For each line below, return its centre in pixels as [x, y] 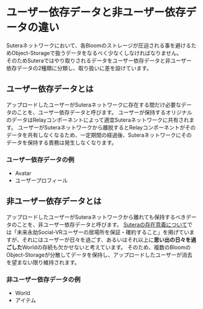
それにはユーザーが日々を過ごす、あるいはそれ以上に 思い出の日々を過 [109, 239]
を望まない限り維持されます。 [43, 262]
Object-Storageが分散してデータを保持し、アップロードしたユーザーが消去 [99, 255]
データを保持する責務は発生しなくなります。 [62, 142]
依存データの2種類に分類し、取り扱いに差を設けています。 [79, 68]
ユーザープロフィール [41, 181]
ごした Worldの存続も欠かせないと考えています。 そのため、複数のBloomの [99, 247]
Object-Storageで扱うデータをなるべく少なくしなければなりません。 [97, 53]
